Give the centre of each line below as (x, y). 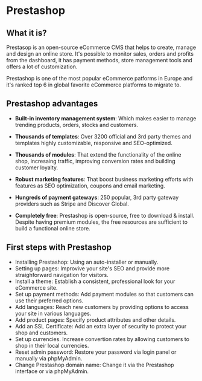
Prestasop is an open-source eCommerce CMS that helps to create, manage (101, 47)
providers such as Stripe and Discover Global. (72, 204)
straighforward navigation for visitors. (62, 275)
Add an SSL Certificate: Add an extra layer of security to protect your (101, 326)
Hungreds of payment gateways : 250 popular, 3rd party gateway (97, 197)
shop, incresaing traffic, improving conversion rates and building (95, 161)
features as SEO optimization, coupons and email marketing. (90, 186)
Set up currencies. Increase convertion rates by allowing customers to (102, 339)
